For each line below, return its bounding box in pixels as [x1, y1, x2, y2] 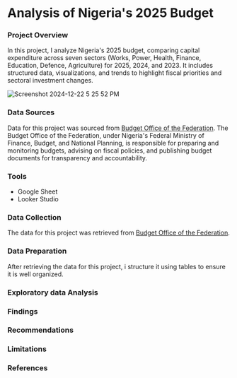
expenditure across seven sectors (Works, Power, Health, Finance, [7, 54, 202, 62]
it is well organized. [7, 270, 64, 278]
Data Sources [7, 107, 55, 117]
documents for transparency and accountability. [7, 153, 147, 162]
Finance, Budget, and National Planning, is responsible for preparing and [7, 138, 219, 147]
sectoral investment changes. [7, 76, 93, 85]
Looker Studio [17, 195, 59, 203]
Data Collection [7, 213, 62, 222]
